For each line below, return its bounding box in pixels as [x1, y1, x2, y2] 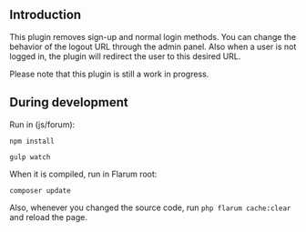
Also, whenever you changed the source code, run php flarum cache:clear [9, 202, 291, 213]
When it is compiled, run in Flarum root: [9, 168, 158, 179]
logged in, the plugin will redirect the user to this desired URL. [9, 50, 241, 62]
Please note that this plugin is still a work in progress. [9, 68, 209, 79]
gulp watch [9, 152, 51, 162]
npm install [9, 136, 55, 146]
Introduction [9, 7, 82, 23]
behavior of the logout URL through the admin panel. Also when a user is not [9, 41, 297, 52]
